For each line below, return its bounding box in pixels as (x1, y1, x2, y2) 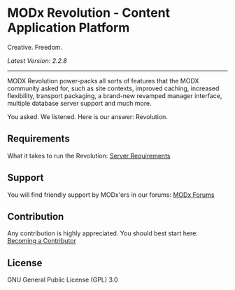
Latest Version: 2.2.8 (7, 56, 68, 64)
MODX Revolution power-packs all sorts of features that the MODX (7, 76, 199, 85)
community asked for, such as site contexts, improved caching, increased (7, 84, 220, 92)
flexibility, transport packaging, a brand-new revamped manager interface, (7, 91, 222, 99)
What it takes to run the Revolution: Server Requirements (7, 151, 171, 160)
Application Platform (7, 20, 130, 36)
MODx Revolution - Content (7, 5, 170, 21)
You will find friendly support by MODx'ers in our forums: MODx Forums (7, 191, 215, 199)
